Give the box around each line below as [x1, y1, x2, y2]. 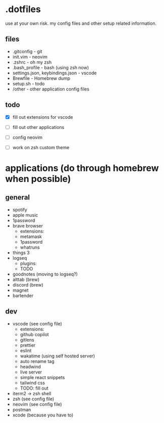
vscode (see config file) [12, 320, 62, 326]
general [5, 193, 30, 202]
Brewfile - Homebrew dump [12, 75, 71, 81]
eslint [20, 347, 32, 353]
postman [12, 406, 31, 412]
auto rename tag [20, 358, 54, 364]
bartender [12, 292, 34, 299]
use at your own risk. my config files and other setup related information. [5, 20, 157, 26]
